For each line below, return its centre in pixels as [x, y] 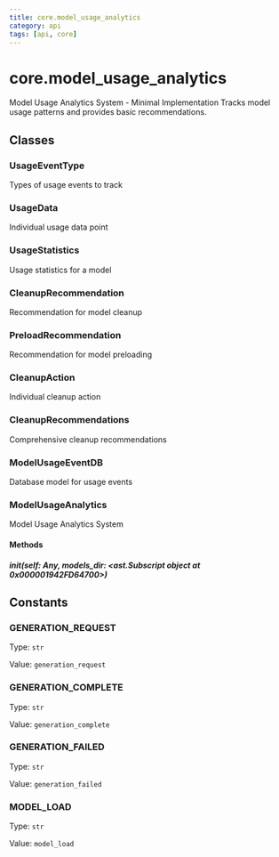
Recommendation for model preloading [81, 355]
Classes [32, 140]
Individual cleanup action [55, 397]
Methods [26, 545]
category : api [36, 26]
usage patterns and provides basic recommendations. [108, 112]
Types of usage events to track [66, 185]
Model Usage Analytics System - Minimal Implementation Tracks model [140, 102]
